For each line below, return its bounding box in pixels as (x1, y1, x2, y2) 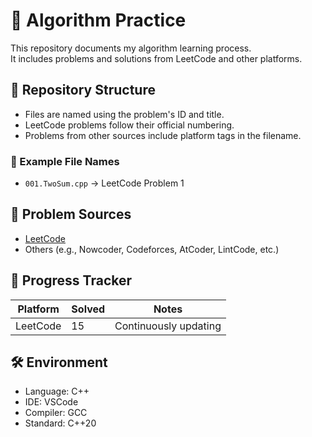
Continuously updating (114, 319, 222, 333)
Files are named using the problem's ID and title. (24, 108, 225, 120)
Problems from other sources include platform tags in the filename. (24, 129, 302, 141)
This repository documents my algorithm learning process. (10, 42, 252, 54)
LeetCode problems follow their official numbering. (24, 119, 235, 131)
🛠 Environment (10, 354, 108, 371)
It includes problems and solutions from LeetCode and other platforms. (10, 52, 303, 64)
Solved (71, 302, 106, 316)
